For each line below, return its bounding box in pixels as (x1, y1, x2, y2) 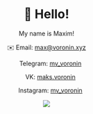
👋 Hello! (23, 6, 70, 22)
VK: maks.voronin (25, 72, 76, 81)
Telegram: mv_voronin (19, 59, 82, 67)
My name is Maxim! (19, 29, 74, 38)
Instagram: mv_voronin (18, 86, 83, 95)
